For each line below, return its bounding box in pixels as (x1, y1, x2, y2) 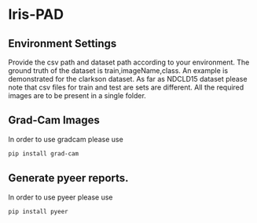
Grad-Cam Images (8, 114, 100, 127)
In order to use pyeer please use (8, 192, 113, 202)
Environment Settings (8, 37, 117, 50)
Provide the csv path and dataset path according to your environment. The (8, 57, 250, 67)
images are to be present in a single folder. (8, 91, 147, 100)
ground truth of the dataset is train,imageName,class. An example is (8, 66, 229, 75)
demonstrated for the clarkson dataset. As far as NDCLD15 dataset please (8, 75, 248, 83)
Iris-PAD (8, 5, 64, 24)
